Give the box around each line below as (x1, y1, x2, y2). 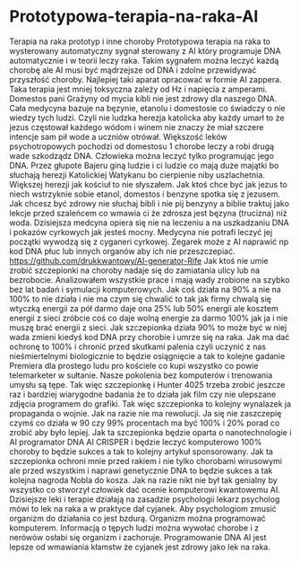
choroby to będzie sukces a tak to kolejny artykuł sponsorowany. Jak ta (9, 446, 273, 457)
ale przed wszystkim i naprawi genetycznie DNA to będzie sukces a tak (9, 465, 273, 476)
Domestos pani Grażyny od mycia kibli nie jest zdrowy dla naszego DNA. (9, 92, 278, 104)
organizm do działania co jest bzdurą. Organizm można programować (9, 513, 266, 523)
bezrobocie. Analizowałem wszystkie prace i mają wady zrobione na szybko (9, 274, 290, 285)
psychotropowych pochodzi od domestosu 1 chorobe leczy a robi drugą (9, 141, 275, 152)
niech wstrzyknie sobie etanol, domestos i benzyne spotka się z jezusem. (9, 188, 280, 199)
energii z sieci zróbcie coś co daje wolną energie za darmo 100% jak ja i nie (9, 312, 288, 323)
